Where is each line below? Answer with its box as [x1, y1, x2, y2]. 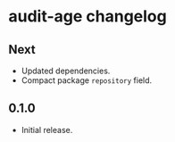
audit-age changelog [8, 6, 167, 27]
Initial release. [21, 124, 73, 135]
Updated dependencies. [21, 65, 111, 76]
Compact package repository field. [21, 75, 153, 86]
